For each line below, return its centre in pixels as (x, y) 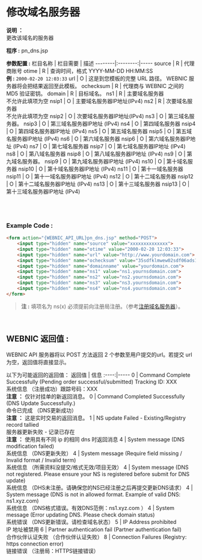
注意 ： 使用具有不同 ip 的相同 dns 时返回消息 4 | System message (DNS (96, 439)
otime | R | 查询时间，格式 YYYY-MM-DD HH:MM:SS (88, 71)
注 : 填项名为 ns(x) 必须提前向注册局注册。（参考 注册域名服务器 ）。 (102, 306)
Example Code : (29, 225)
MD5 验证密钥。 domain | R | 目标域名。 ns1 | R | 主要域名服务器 (85, 93)
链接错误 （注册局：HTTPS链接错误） (53, 551)
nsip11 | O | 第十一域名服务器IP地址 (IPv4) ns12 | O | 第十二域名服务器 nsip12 (100, 176)
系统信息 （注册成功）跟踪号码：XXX (52, 389)
